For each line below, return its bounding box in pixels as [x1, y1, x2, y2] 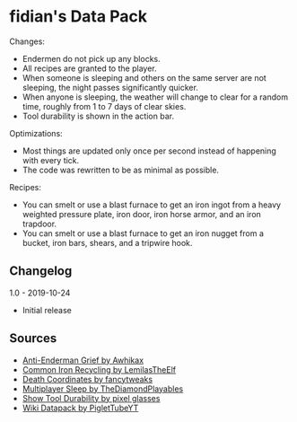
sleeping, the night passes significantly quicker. [22, 82, 199, 92]
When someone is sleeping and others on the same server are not [22, 72, 266, 83]
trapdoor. [22, 218, 57, 229]
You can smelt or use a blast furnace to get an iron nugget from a [22, 227, 265, 239]
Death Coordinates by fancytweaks [22, 374, 153, 384]
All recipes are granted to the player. [22, 63, 157, 74]
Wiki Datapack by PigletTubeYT [22, 402, 139, 413]
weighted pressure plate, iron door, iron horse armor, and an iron [22, 208, 262, 219]
